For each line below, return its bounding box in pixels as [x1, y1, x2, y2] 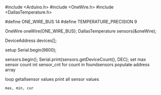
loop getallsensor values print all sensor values [5, 76, 99, 82]
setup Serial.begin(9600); [5, 47, 57, 53]
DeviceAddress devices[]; [5, 38, 57, 43]
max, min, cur [5, 86, 34, 91]
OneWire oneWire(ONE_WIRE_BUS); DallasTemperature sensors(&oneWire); [5, 28, 157, 34]
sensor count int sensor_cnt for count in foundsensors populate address [5, 62, 150, 67]
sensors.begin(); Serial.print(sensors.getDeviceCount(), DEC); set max [5, 57, 146, 62]
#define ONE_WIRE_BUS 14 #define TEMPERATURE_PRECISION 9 [5, 19, 137, 24]
